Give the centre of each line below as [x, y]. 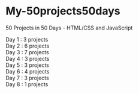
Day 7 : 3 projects [27, 78]
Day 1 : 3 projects [27, 39]
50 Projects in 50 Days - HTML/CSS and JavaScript [69, 28]
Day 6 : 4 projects [28, 71]
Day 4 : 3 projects [28, 58]
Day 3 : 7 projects [27, 52]
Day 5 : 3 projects [27, 65]
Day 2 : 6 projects [28, 46]
